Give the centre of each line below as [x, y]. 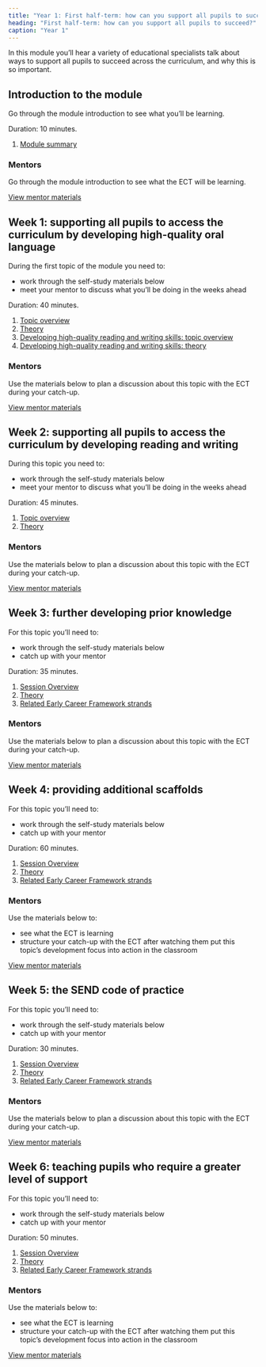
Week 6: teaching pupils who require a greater [125, 1167]
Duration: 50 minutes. [44, 1237]
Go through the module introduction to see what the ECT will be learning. [127, 182]
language [32, 247]
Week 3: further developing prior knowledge [120, 613]
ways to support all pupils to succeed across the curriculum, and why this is [132, 61]
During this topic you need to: [57, 463]
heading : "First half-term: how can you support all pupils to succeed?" [133, 23]
